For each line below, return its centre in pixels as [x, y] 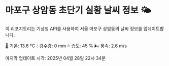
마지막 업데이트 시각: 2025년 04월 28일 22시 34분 [55, 58]
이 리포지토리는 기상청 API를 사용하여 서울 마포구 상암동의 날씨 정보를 [74, 28]
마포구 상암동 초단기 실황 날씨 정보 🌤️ [78, 10]
